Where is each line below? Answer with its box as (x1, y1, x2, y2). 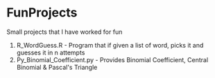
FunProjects (6, 5, 78, 21)
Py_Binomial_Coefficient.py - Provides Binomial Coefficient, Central (16, 55, 209, 64)
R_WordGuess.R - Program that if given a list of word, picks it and (16, 41, 204, 49)
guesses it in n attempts (16, 48, 85, 57)
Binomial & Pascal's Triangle (16, 63, 98, 71)
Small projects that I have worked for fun (6, 28, 123, 36)
